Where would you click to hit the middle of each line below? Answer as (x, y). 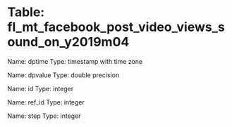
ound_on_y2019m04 (68, 42)
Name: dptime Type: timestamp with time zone (75, 61)
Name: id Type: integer (41, 88)
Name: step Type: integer (44, 116)
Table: (26, 12)
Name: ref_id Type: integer (46, 102)
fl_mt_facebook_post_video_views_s (116, 27)
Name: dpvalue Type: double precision (63, 75)
